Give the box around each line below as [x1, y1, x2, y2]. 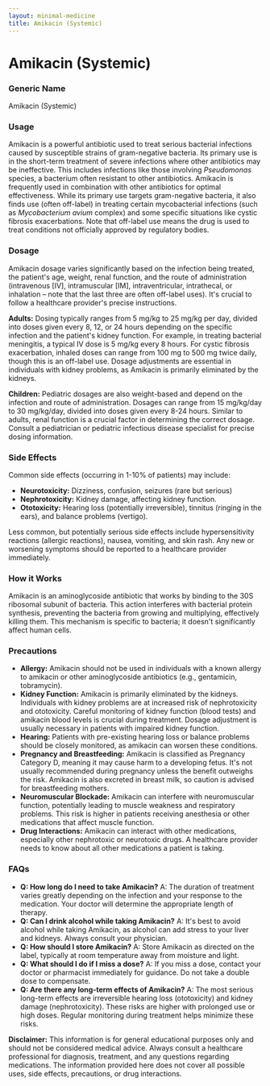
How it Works [8, 573, 62, 584]
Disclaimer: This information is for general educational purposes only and [8, 1034, 254, 1044]
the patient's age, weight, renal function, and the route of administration [8, 271, 247, 282]
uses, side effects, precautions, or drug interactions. [8, 1068, 182, 1078]
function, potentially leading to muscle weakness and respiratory [19, 801, 235, 810]
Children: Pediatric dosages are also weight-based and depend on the [8, 388, 243, 399]
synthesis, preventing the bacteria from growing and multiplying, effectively [8, 608, 260, 618]
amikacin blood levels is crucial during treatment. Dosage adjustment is [19, 715, 257, 725]
